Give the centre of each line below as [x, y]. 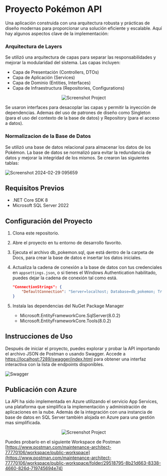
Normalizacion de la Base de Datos [48, 136]
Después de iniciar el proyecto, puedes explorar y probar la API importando [83, 348]
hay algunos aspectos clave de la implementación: [57, 33]
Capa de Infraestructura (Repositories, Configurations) [68, 88]
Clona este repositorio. [36, 233]
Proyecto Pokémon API [54, 9]
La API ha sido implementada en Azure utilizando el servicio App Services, [82, 401]
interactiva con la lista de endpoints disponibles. [55, 364]
